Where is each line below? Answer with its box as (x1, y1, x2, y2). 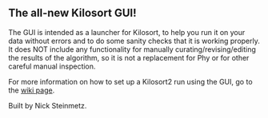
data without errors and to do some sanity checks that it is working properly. (8, 36, 260, 45)
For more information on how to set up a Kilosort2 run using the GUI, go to (8, 77, 254, 86)
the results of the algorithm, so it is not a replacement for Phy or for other (8, 53, 250, 62)
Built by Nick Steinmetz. (8, 100, 87, 110)
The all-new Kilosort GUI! (8, 6, 137, 20)
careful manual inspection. (8, 61, 96, 71)
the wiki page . (8, 85, 55, 95)
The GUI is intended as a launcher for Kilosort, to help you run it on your (8, 27, 246, 37)
